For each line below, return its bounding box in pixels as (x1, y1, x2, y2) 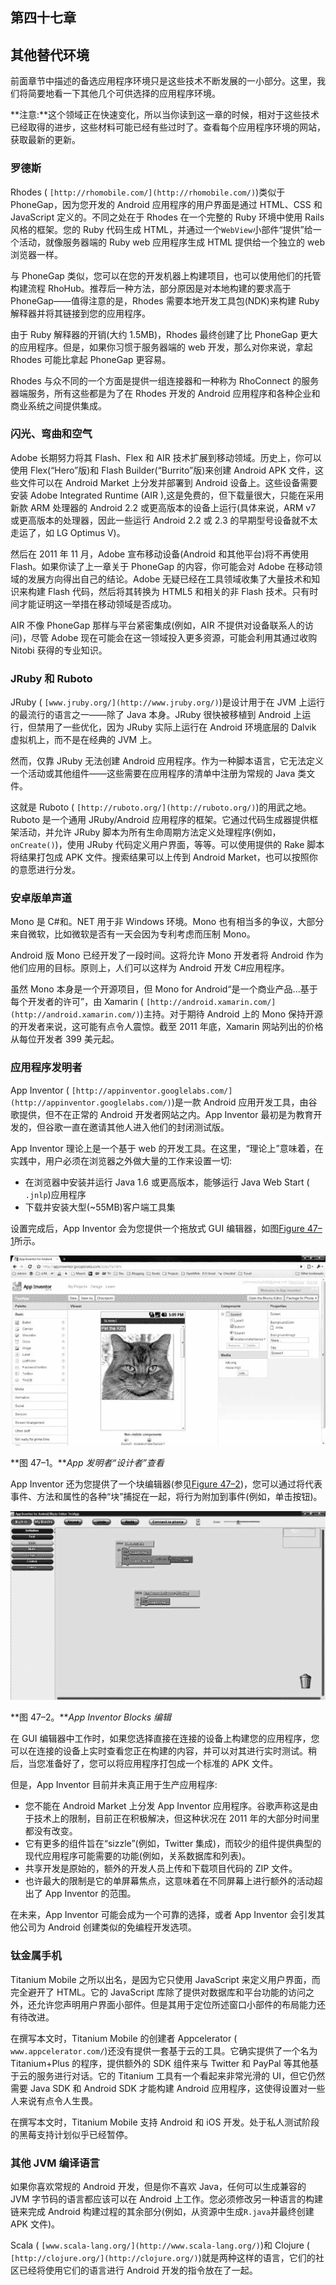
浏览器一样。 (10, 248, 63, 260)
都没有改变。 (24, 1825, 78, 1837)
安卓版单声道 (10, 891, 73, 905)
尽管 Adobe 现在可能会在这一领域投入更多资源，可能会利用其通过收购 (31, 631, 318, 643)
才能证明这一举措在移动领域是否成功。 (18, 598, 177, 610)
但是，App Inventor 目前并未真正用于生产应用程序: (10, 1779, 218, 1791)
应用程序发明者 (10, 1061, 83, 1075)
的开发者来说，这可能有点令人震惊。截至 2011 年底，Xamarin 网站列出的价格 (10, 1021, 324, 1033)
